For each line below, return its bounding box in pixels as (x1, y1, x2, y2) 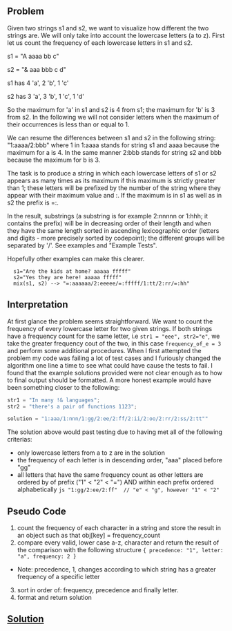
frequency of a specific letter (17, 573, 100, 581)
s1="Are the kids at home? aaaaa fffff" (13, 267, 131, 275)
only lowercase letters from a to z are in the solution (17, 449, 166, 457)
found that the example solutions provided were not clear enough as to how (7, 368, 222, 377)
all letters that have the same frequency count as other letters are (17, 471, 204, 479)
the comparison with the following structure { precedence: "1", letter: (17, 546, 224, 554)
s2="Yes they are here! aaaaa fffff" (13, 274, 122, 281)
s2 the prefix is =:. (7, 198, 59, 207)
